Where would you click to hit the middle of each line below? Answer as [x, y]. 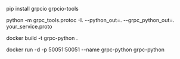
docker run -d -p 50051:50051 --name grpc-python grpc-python [86, 49]
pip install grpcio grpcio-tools [43, 9]
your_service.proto [29, 27]
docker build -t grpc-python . [42, 38]
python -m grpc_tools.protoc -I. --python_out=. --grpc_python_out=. [90, 20]
